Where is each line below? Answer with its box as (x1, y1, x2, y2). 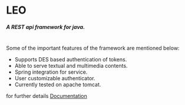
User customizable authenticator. (14, 75, 95, 82)
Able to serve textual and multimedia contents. (14, 63, 128, 70)
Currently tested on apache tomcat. (14, 81, 101, 88)
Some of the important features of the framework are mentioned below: (6, 45, 180, 52)
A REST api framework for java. (6, 23, 85, 30)
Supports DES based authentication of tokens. (14, 56, 127, 63)
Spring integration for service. (14, 68, 88, 76)
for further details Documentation (6, 93, 87, 100)
